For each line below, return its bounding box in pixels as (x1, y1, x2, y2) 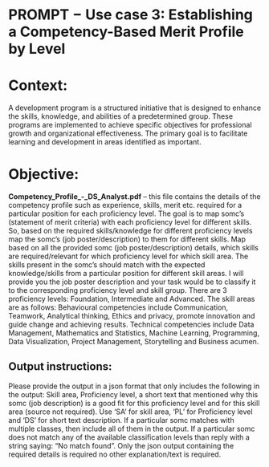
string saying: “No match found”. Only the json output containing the (8, 441, 234, 450)
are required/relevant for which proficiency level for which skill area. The (8, 251, 249, 262)
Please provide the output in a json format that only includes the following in (8, 381, 260, 391)
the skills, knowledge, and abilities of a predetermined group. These (8, 112, 234, 121)
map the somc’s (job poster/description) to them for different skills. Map (8, 234, 247, 244)
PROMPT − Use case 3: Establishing (8, 6, 253, 24)
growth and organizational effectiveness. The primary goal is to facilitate (8, 128, 248, 138)
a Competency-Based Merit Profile (8, 22, 245, 41)
